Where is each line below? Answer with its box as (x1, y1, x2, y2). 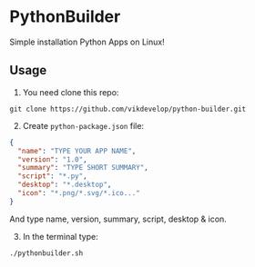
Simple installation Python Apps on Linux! (9, 36, 166, 47)
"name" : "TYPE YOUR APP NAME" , (17, 146, 137, 155)
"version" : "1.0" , (17, 154, 88, 164)
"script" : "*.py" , (17, 172, 88, 181)
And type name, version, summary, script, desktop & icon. (9, 213, 228, 224)
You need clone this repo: (22, 86, 119, 97)
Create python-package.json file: (22, 120, 144, 131)
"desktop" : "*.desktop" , (17, 180, 112, 190)
